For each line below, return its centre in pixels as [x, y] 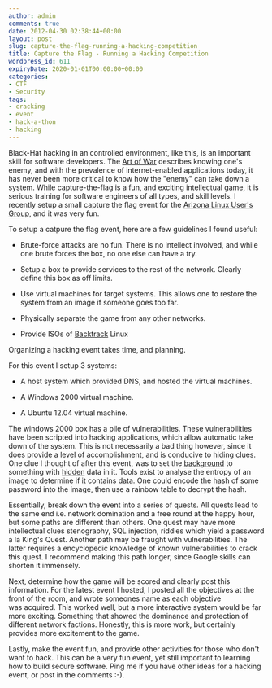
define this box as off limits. [66, 278]
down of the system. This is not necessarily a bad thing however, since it [130, 445]
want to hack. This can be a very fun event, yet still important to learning [130, 657]
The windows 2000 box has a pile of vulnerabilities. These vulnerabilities [130, 428]
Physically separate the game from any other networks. [113, 318]
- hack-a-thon [32, 122]
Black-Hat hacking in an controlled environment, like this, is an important [130, 152]
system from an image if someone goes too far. [99, 302]
